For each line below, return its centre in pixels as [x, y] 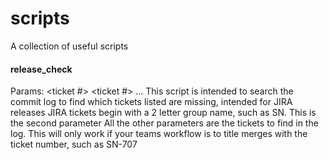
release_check [41, 69]
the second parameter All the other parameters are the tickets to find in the [164, 123]
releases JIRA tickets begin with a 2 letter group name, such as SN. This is [163, 113]
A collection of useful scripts [69, 46]
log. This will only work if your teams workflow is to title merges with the [159, 134]
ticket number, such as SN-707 [74, 144]
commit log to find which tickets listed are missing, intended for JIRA [151, 102]
